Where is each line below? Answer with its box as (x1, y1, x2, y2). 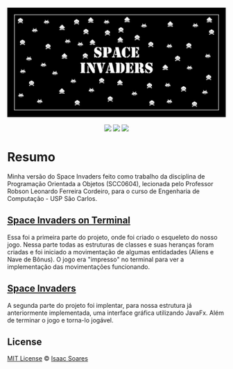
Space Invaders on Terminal (7, 215, 130, 227)
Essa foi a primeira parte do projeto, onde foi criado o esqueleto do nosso (7, 233, 218, 241)
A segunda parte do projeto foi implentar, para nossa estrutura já (7, 301, 192, 309)
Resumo (7, 149, 55, 165)
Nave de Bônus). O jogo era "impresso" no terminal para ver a (7, 255, 184, 263)
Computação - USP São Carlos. (7, 194, 98, 202)
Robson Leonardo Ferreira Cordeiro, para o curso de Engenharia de (7, 187, 200, 195)
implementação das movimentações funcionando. (7, 262, 150, 271)
